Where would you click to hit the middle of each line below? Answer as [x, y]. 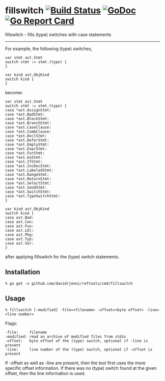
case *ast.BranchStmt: [28, 123]
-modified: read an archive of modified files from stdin [66, 336]
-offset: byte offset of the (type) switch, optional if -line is [77, 341]
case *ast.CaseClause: [28, 127]
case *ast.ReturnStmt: [28, 179]
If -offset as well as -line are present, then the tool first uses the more [75, 363]
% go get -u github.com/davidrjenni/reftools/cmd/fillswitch [69, 283]
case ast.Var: [20, 243]
